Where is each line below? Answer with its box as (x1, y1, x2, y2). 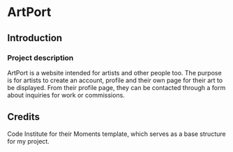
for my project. (7, 137, 50, 145)
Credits (7, 111, 40, 123)
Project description (7, 53, 74, 63)
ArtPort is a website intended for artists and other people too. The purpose (7, 68, 222, 77)
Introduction (7, 32, 63, 44)
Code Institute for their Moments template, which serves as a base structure (7, 130, 226, 138)
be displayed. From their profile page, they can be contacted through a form (7, 83, 226, 91)
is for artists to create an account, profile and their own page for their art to (7, 76, 223, 84)
